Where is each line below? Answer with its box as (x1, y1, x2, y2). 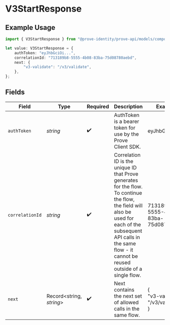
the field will (113, 202, 143, 209)
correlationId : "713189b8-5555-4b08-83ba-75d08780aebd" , (14, 55, 137, 60)
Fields (5, 88, 25, 97)
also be (113, 208, 132, 215)
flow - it (113, 246, 134, 253)
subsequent (113, 227, 143, 234)
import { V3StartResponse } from (5, 36, 76, 42)
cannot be (113, 253, 138, 260)
